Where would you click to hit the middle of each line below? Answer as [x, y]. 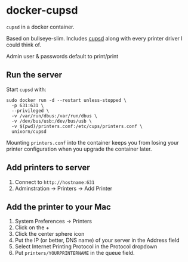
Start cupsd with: [26, 89]
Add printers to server [48, 168]
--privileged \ [30, 111]
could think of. [24, 45]
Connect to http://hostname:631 [55, 182]
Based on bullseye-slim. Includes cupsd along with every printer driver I [95, 38]
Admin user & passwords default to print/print [62, 56]
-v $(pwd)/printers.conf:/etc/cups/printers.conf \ [77, 126]
